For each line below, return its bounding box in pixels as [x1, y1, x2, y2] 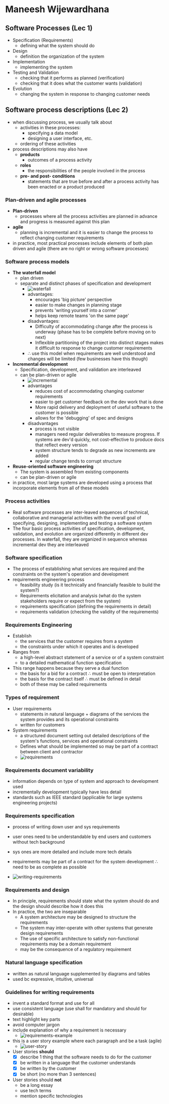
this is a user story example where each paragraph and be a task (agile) [12, 1038, 162, 1044]
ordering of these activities [20, 140, 76, 146]
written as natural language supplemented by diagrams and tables [12, 970, 150, 976]
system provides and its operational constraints [20, 716, 119, 722]
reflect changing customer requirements [20, 235, 104, 241]
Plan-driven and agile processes [5, 196, 87, 203]
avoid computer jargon [12, 1022, 60, 1028]
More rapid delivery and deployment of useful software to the [35, 404, 163, 410]
